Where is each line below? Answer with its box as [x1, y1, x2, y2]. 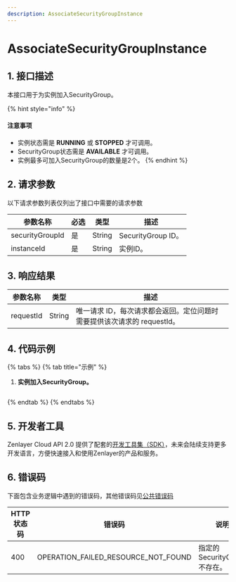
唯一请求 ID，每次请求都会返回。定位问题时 [76, 306, 219, 316]
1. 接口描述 [7, 70, 54, 82]
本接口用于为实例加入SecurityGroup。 [7, 90, 117, 99]
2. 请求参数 [7, 179, 55, 191]
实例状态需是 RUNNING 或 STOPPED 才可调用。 [17, 138, 157, 146]
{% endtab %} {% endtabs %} [7, 398, 95, 407]
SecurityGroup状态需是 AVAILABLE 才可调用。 [17, 147, 153, 156]
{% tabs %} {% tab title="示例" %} [7, 363, 107, 372]
